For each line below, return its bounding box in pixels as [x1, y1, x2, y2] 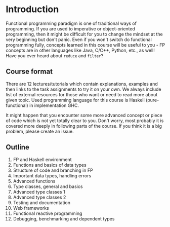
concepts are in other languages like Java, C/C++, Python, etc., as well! [6, 47, 155, 53]
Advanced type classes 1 [13, 188, 65, 195]
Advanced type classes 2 [13, 194, 66, 200]
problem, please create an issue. [6, 128, 74, 134]
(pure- [145, 97, 159, 103]
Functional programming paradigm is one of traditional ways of [6, 20, 137, 26]
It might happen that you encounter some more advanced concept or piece [6, 112, 162, 118]
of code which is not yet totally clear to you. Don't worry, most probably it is [6, 118, 164, 124]
